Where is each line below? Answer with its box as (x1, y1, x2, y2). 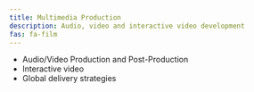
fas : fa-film (9, 29, 58, 38)
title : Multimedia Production (9, 13, 122, 22)
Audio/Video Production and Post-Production (21, 54, 189, 65)
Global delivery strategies (21, 73, 117, 84)
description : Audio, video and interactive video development (9, 21, 245, 30)
